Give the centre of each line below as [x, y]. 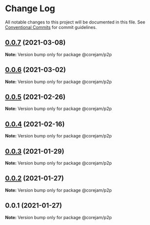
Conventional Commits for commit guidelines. [51, 27]
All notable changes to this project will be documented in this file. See [75, 22]
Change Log [30, 9]
